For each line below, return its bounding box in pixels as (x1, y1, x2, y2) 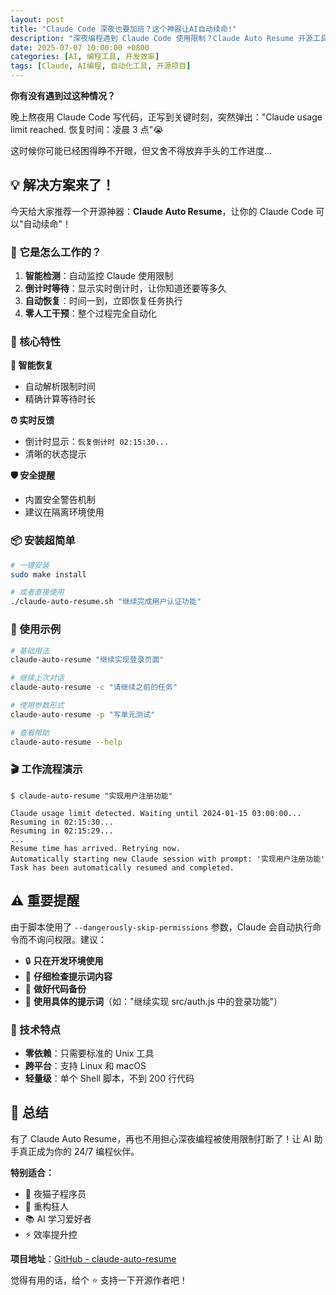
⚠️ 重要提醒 (10, 892, 80, 910)
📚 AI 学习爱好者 (24, 1212, 92, 1225)
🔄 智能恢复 (10, 359, 54, 371)
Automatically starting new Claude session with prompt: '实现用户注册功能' (10, 854, 326, 864)
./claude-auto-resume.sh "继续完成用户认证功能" (10, 597, 202, 607)
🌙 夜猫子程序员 (24, 1187, 87, 1200)
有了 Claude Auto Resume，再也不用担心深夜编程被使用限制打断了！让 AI (10, 1132, 312, 1145)
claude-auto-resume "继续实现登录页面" (10, 655, 165, 665)
